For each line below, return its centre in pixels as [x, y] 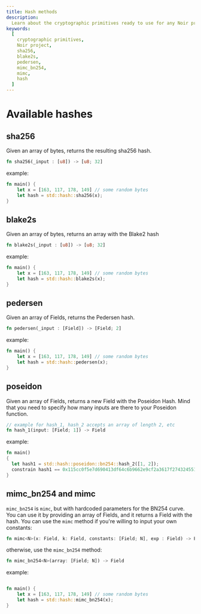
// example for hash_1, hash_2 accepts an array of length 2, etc [91, 425]
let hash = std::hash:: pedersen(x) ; [63, 362]
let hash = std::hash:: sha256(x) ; [60, 195]
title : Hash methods [32, 12]
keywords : [19, 29]
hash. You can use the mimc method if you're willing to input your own [92, 521]
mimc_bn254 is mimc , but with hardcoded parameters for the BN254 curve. [96, 508]
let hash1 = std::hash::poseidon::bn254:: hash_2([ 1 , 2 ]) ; [86, 464]
